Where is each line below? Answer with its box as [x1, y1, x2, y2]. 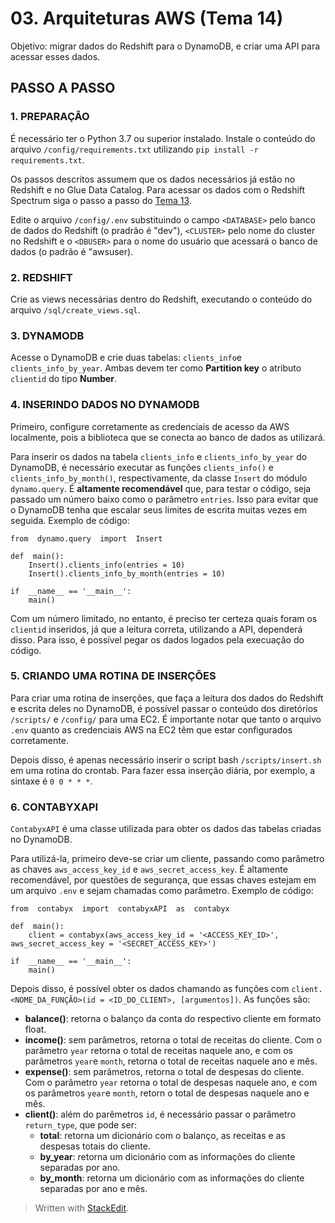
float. [24, 1023, 47, 1036]
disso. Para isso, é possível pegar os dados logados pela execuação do [10, 633, 305, 646]
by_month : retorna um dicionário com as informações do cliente [39, 1172, 305, 1184]
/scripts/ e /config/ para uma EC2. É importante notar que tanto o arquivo [10, 713, 322, 725]
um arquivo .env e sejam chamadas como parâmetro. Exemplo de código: [10, 885, 314, 897]
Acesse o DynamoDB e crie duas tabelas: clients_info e [10, 352, 242, 364]
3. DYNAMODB [10, 328, 85, 342]
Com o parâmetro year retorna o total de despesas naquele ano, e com [24, 1077, 318, 1089]
